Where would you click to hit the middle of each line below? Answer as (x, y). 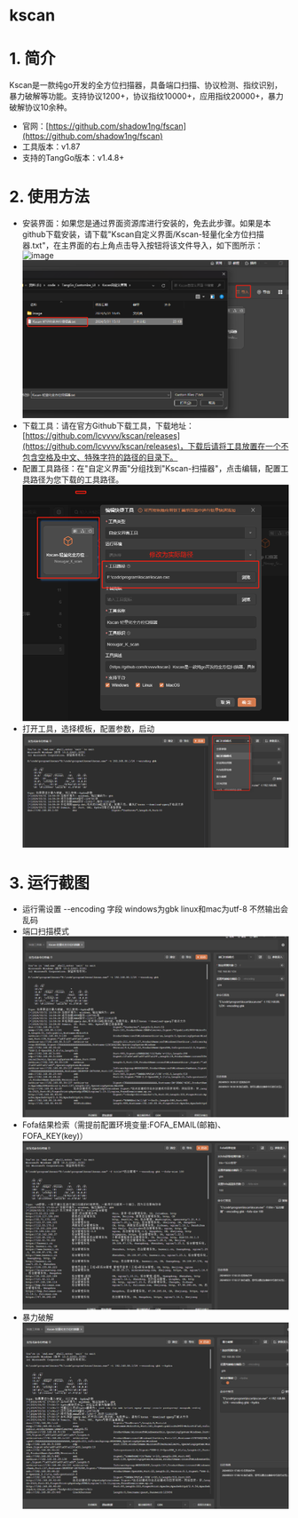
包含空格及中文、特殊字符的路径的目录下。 (100, 457)
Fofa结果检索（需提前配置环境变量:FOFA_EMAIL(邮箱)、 (124, 1125)
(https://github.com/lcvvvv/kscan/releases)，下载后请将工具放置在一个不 (155, 446)
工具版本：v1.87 (51, 146)
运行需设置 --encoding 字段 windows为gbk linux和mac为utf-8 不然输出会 (155, 909)
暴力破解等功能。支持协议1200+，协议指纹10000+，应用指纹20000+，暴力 (146, 96)
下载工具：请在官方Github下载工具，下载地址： (108, 425)
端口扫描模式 (45, 931)
